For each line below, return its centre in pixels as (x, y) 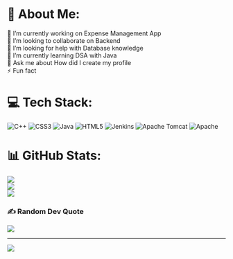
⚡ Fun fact (22, 70)
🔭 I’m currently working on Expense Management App (84, 33)
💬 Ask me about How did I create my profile (69, 62)
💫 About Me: (44, 14)
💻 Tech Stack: (50, 102)
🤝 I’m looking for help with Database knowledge (75, 48)
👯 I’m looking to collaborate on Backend (64, 40)
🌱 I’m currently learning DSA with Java (62, 55)
